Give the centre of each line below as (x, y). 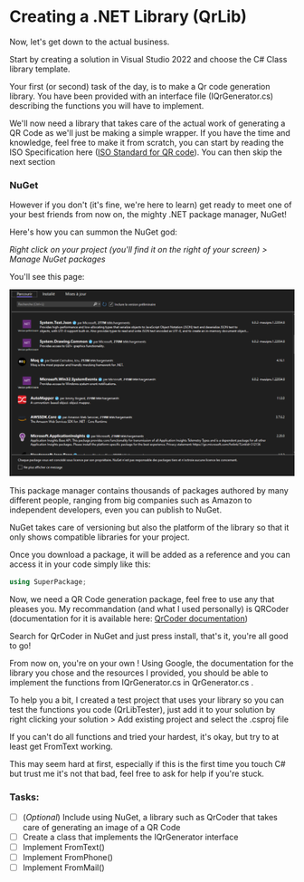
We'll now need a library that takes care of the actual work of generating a (147, 123)
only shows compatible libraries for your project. (100, 537)
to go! (20, 646)
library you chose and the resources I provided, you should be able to (139, 673)
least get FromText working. (61, 747)
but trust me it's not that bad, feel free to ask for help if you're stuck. (137, 774)
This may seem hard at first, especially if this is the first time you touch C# (148, 764)
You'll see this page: (47, 277)
